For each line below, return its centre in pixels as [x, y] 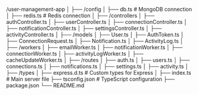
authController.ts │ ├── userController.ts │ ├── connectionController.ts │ [97, 22]
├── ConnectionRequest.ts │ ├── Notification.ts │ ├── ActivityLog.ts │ [95, 41]
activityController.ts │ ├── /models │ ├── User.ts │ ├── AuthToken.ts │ [95, 35]
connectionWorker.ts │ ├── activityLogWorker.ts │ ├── [75, 53]
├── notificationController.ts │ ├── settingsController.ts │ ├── [84, 28]
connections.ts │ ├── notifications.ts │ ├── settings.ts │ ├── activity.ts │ [98, 66]
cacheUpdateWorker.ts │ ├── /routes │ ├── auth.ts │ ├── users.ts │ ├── [98, 60]
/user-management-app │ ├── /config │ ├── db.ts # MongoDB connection [99, 9]
